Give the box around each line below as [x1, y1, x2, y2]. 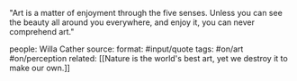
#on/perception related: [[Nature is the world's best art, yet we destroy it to [9, 53, 288, 63]
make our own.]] [9, 62, 70, 73]
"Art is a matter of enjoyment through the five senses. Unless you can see [9, 8, 283, 18]
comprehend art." [9, 27, 75, 36]
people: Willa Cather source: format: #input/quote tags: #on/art [9, 44, 244, 54]
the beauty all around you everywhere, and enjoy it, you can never [9, 17, 255, 28]
